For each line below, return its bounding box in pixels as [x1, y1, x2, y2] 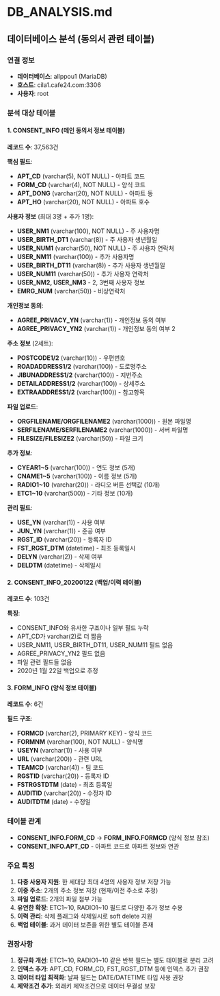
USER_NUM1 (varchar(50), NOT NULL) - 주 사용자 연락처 [16, 244, 174, 252]
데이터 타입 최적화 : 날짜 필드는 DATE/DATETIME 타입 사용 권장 [16, 973, 184, 982]
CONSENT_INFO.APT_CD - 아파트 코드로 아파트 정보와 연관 [16, 842, 180, 850]
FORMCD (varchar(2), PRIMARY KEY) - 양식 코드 [16, 729, 152, 738]
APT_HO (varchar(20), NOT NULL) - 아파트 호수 [16, 198, 150, 206]
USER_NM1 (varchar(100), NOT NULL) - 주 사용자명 [16, 227, 160, 235]
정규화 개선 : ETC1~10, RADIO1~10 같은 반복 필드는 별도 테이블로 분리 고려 [16, 956, 214, 964]
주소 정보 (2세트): [7, 339, 53, 347]
